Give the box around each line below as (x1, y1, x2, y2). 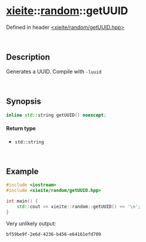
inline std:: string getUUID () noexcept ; (6, 112, 107, 118)
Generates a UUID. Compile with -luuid (6, 68, 102, 75)
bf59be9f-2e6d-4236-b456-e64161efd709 (6, 231, 101, 237)
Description (6, 52, 50, 63)
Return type (6, 125, 36, 132)
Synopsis (6, 96, 41, 107)
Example (6, 166, 39, 176)
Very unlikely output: (6, 220, 57, 227)
